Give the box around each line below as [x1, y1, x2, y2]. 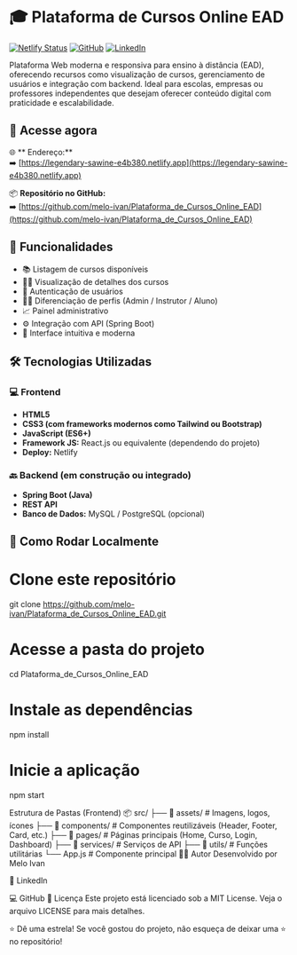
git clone [9, 598, 42, 609]
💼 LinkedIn [9, 875, 48, 886]
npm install [9, 729, 50, 739]
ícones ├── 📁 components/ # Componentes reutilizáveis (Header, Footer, [9, 820, 277, 831]
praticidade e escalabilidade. [9, 97, 115, 107]
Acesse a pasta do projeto [9, 640, 206, 659]
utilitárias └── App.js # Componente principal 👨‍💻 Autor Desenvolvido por [9, 848, 277, 859]
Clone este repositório [9, 570, 176, 590]
